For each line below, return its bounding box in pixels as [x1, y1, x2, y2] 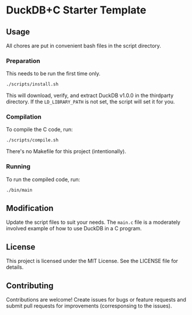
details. [6, 264, 24, 271]
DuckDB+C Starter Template [6, 4, 146, 17]
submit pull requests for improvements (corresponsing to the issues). [6, 302, 172, 309]
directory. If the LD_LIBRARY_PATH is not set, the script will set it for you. [6, 98, 175, 105]
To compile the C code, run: [6, 126, 73, 133]
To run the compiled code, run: [6, 176, 81, 183]
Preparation [6, 57, 41, 65]
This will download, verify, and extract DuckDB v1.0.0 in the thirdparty [6, 92, 174, 99]
